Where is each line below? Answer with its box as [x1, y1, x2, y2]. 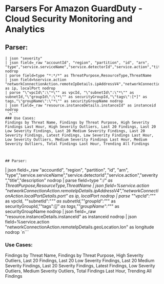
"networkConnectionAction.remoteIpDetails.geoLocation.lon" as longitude [5, 224, 155, 230]
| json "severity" [5, 56, 42, 61]
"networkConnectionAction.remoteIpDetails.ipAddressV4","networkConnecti [5, 188, 159, 193]
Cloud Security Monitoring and [5, 13, 133, 24]
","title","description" [5, 178, 46, 183]
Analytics [5, 24, 45, 35]
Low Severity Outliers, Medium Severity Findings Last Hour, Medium [5, 137, 147, 142]
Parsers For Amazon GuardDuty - [5, 3, 143, 14]
